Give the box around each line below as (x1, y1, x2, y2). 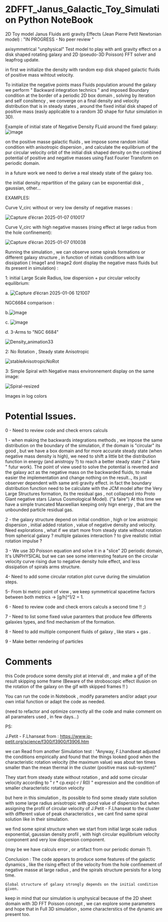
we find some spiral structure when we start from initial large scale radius (5, 826, 157, 832)
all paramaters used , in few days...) (5, 713, 79, 719)
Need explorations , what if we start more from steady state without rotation (5, 527, 162, 533)
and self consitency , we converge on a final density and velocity (5, 97, 139, 104)
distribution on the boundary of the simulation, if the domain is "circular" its (5, 442, 160, 448)
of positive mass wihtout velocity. (5, 72, 74, 78)
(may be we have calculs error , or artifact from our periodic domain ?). (5, 846, 152, 852)
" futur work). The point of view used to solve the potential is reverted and (5, 464, 158, 470)
